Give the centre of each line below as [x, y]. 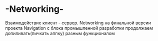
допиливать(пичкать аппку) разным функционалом [60, 33]
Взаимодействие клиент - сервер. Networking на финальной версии [78, 23]
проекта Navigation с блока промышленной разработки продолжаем [79, 28]
